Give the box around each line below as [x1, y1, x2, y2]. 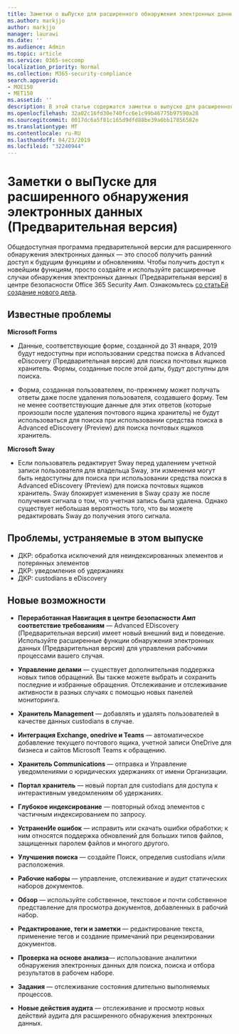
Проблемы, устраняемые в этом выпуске [7, 532, 204, 544]
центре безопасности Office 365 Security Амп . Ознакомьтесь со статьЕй [7, 281, 229, 289]
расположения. [17, 860, 65, 869]
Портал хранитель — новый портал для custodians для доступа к [17, 781, 218, 790]
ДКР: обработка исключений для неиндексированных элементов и [17, 551, 223, 559]
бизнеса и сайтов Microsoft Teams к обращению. [17, 745, 167, 754]
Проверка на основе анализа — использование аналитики [17, 953, 197, 962]
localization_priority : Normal [7, 63, 100, 71]
